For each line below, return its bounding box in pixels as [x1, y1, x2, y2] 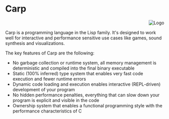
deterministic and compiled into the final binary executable [12, 65, 135, 71]
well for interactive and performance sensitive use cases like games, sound [5, 35, 162, 41]
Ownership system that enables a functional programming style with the [12, 102, 162, 108]
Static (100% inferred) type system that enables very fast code [12, 70, 143, 76]
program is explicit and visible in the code [12, 97, 99, 103]
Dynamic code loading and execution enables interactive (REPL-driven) [12, 81, 161, 87]
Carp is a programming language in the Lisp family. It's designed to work [5, 29, 156, 35]
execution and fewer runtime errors [12, 76, 86, 82]
